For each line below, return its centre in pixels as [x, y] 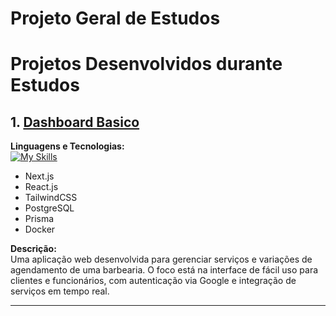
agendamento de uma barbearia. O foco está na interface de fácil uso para [164, 270]
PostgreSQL [49, 208]
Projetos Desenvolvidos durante [146, 64]
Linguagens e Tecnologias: [67, 146]
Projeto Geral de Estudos [115, 18]
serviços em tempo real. [60, 291]
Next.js [39, 176]
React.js [41, 187]
